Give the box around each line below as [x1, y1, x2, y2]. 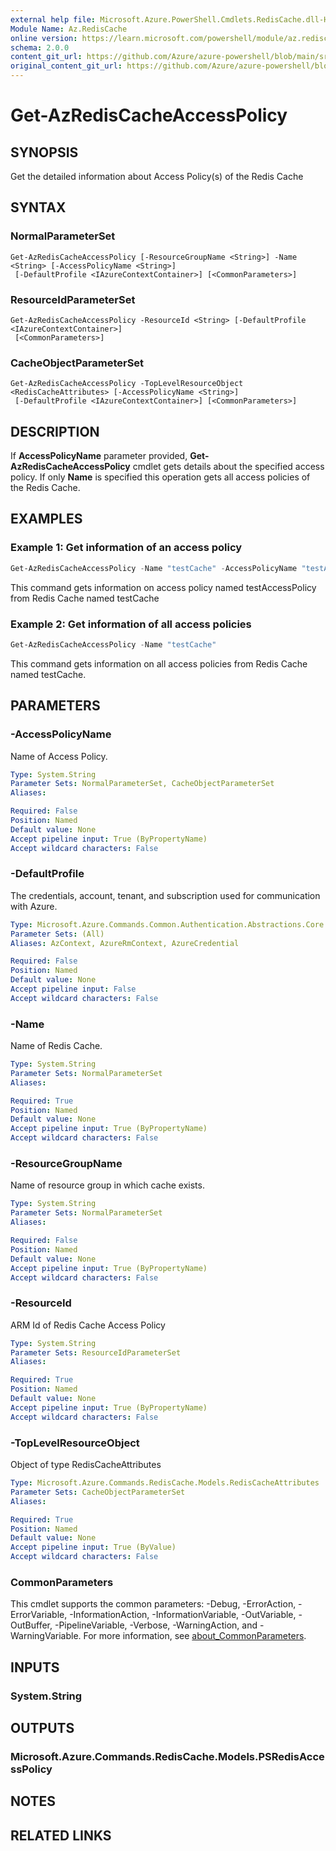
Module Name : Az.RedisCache [10, 24, 128, 34]
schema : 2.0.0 [10, 42, 70, 53]
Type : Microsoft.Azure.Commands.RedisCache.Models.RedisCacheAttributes [10, 1478, 320, 1488]
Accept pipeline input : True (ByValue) [10, 1542, 177, 1553]
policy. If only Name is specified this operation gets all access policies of [10, 471, 311, 483]
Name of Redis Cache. [10, 1040, 103, 1052]
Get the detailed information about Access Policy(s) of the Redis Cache [10, 171, 304, 182]
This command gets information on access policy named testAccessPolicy [10, 581, 317, 593]
